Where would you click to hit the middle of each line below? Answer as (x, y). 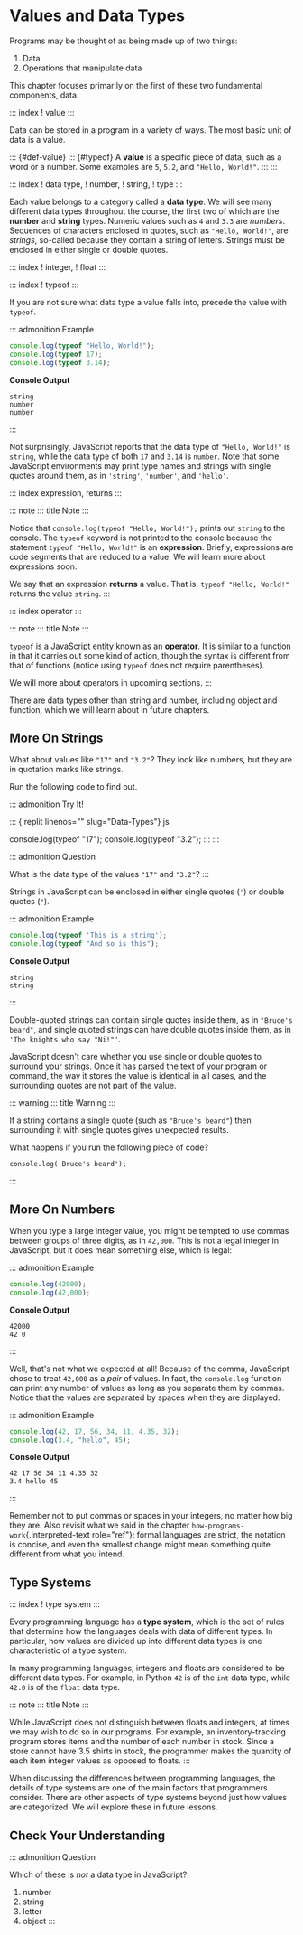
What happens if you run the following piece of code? (109, 1147)
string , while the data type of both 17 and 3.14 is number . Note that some (144, 456)
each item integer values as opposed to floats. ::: (100, 1761)
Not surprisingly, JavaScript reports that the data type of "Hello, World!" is (150, 446)
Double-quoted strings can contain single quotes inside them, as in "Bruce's (151, 1020)
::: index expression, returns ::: (66, 492)
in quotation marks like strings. (66, 770)
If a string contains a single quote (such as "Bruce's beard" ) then (131, 1120)
